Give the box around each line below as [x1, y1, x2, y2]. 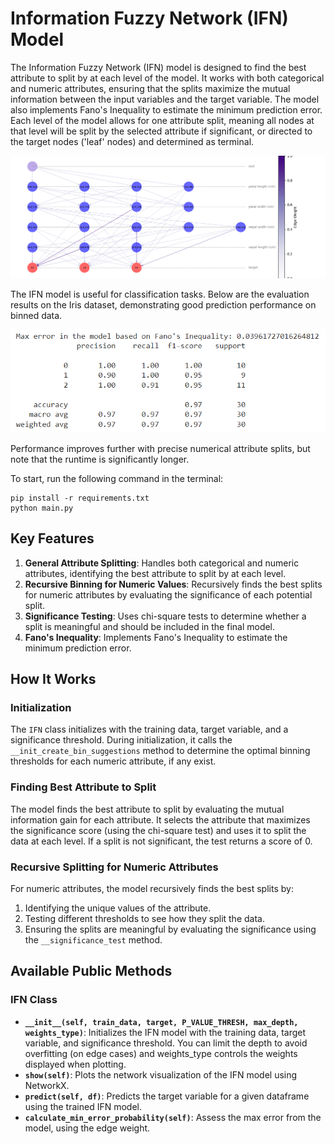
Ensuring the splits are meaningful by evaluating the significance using [24, 923, 317, 936]
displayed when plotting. [24, 1058, 127, 1070]
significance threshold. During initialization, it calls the [10, 734, 233, 746]
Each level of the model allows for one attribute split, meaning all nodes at [10, 114, 315, 126]
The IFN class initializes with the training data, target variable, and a [10, 723, 289, 736]
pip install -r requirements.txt [10, 493, 150, 503]
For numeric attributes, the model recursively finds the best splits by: [10, 883, 294, 895]
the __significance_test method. [24, 934, 163, 946]
